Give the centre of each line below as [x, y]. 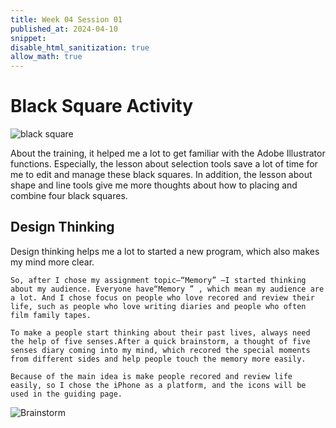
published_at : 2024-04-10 [64, 29]
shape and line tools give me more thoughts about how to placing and [154, 185]
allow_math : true [46, 57]
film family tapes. [51, 315]
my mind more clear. [52, 262]
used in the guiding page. [66, 394]
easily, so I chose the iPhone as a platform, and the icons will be [158, 385]
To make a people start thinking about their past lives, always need [160, 332]
